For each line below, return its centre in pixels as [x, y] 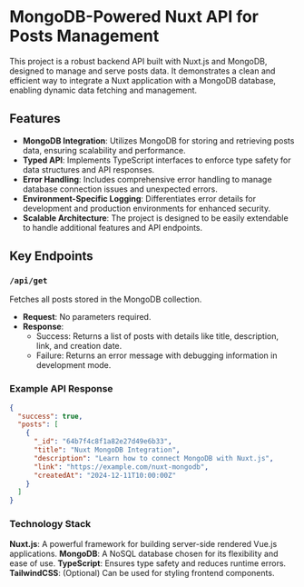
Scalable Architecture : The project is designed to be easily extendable [155, 218]
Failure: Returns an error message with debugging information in [157, 355]
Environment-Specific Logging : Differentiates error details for [139, 198]
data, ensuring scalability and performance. [104, 150]
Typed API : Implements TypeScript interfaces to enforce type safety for [157, 160]
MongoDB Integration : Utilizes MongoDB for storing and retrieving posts [158, 140]
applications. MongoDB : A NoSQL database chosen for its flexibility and [144, 553]
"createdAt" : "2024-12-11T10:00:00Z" [105, 475]
